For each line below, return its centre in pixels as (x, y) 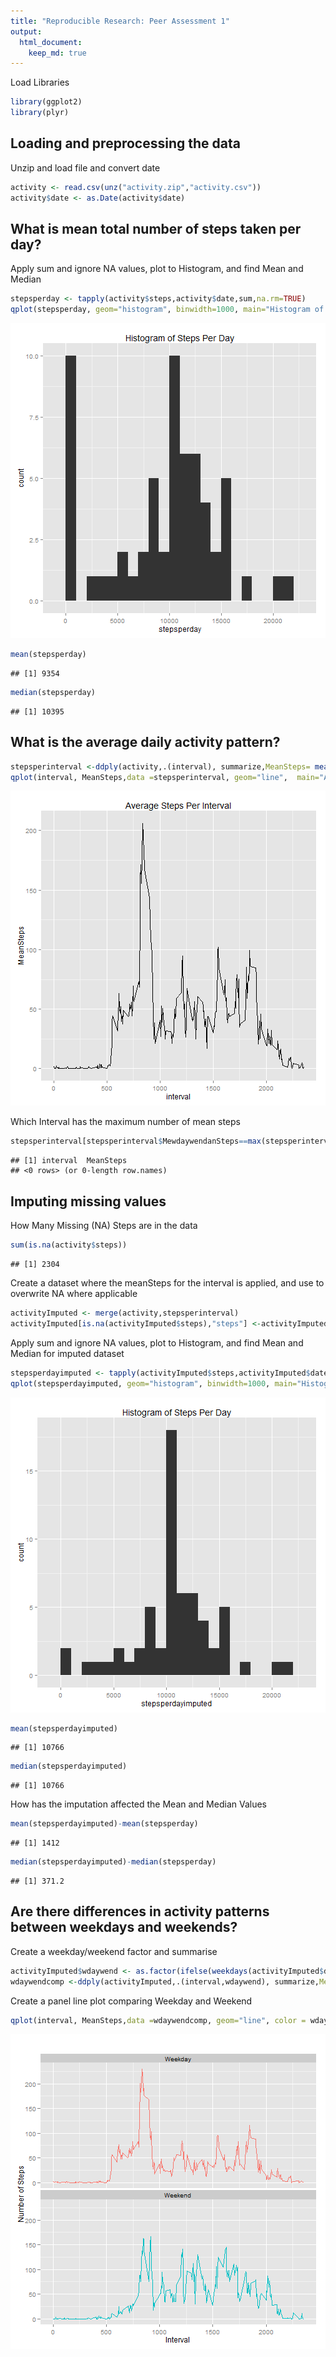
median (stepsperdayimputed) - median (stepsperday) (113, 1862)
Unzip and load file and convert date (85, 167)
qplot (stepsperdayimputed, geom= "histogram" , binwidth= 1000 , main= (154, 1383)
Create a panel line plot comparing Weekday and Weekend (131, 2001)
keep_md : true (57, 53)
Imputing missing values (88, 1201)
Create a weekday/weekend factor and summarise (114, 1951)
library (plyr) (40, 113)
